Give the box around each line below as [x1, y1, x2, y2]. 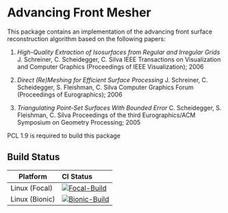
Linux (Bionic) [10, 194, 55, 203]
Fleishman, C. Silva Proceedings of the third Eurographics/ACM [16, 111, 197, 119]
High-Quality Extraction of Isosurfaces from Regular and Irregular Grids [16, 48, 220, 56]
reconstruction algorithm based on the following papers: [7, 34, 166, 42]
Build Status [7, 151, 60, 163]
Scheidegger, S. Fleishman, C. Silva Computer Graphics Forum [16, 83, 194, 91]
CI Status [61, 171, 92, 181]
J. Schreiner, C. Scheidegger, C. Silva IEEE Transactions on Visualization [16, 55, 221, 63]
